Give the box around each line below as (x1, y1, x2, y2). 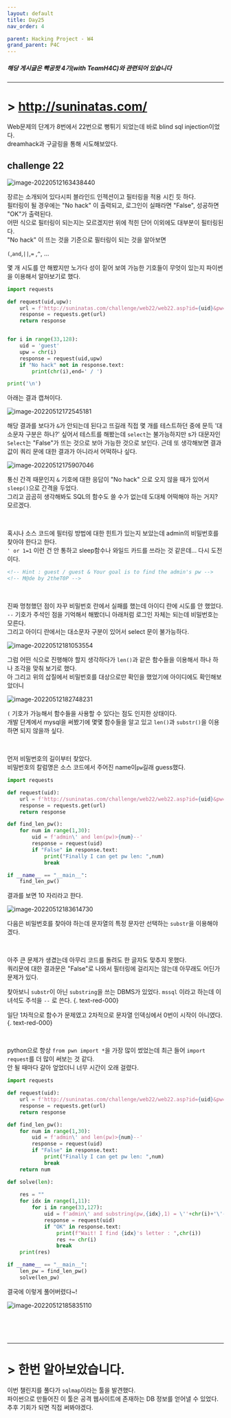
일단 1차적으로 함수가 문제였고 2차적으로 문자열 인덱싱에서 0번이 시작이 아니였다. (7, 1011, 223, 1019)
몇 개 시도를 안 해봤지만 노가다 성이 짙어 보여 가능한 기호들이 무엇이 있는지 (7, 263, 205, 272)
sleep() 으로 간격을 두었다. (7, 484, 79, 492)
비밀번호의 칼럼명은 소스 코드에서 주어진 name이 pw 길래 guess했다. (7, 763, 186, 772)
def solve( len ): (7, 1178, 54, 1185)
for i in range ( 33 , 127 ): (32, 1204, 103, 1211)
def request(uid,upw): (7, 298, 72, 305)
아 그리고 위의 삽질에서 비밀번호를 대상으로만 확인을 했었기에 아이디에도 (7, 673, 198, 681)
